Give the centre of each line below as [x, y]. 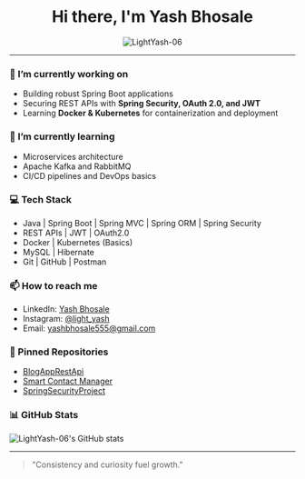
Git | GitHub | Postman [64, 262]
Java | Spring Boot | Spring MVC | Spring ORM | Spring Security [142, 223]
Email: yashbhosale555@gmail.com [89, 328]
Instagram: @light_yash [66, 319]
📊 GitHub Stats [44, 415]
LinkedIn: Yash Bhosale [66, 309]
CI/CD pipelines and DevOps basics [89, 175]
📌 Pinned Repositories [59, 352]
